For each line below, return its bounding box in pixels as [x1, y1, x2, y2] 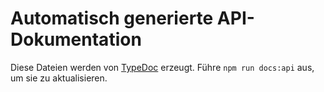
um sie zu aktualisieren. [10, 72, 108, 84]
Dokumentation [10, 28, 142, 51]
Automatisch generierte [10, 7, 214, 30]
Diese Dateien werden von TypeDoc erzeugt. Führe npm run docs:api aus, [10, 61, 315, 73]
